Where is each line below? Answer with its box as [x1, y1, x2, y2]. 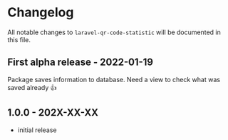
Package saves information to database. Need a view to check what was [7, 75, 221, 84]
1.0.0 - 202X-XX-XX [7, 106, 98, 119]
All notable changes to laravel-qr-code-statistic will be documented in [7, 28, 221, 36]
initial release [17, 126, 57, 134]
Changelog [7, 4, 74, 21]
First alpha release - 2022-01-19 [7, 56, 153, 69]
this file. [7, 35, 31, 44]
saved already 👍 [7, 83, 57, 91]
